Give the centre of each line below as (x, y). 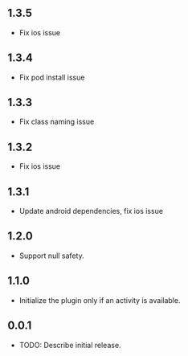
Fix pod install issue (52, 77)
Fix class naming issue (57, 122)
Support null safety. (52, 256)
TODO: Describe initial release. (70, 345)
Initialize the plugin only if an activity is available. (100, 300)
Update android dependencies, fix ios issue (91, 211)
